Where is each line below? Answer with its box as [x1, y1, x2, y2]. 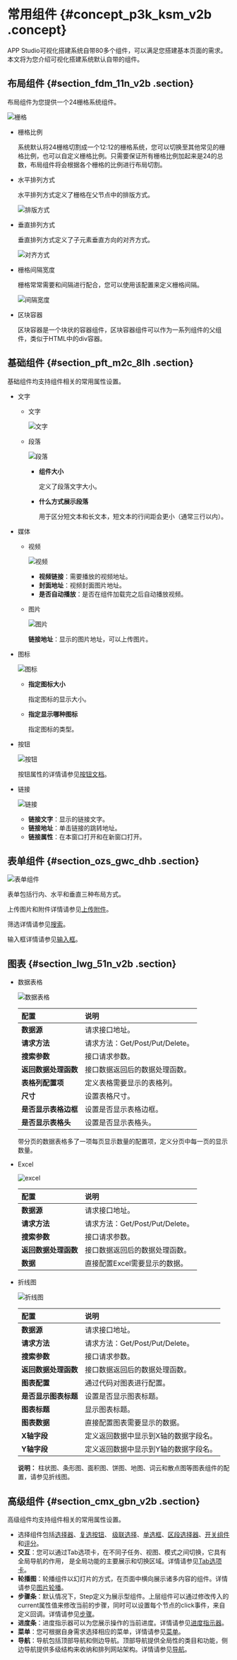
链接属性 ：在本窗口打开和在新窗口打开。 [28, 832, 146, 841]
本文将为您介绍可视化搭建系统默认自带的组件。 [7, 54, 143, 64]
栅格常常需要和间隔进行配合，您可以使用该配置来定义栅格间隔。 [17, 280, 203, 289]
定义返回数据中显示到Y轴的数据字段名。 [84, 1445, 217, 1455]
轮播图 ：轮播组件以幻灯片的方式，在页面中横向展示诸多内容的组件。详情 [17, 1575, 228, 1582]
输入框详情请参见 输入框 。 [7, 935, 82, 943]
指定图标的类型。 [28, 724, 78, 733]
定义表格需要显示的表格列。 [84, 1078, 177, 1088]
